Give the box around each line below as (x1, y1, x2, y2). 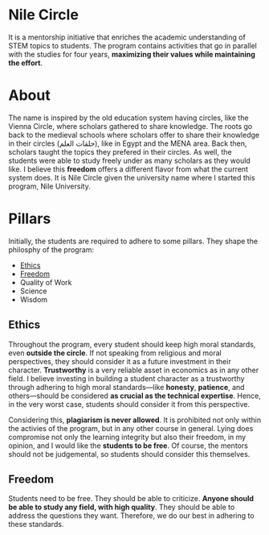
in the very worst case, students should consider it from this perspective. (8, 399, 251, 409)
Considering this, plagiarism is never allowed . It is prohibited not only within (8, 415, 262, 425)
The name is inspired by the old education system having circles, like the (8, 113, 249, 122)
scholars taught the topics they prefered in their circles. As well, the (8, 147, 232, 156)
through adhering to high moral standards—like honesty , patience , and (8, 382, 245, 392)
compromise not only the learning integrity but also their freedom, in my (8, 432, 247, 442)
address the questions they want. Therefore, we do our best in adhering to (8, 511, 255, 520)
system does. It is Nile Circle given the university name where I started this (8, 172, 255, 182)
